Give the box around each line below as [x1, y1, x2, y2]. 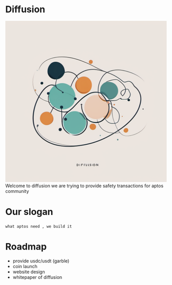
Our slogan [5, 206, 53, 218]
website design [12, 269, 45, 275]
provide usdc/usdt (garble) [12, 257, 70, 264]
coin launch [12, 263, 37, 269]
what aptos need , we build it [5, 224, 72, 229]
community [5, 188, 29, 194]
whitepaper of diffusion [12, 274, 62, 280]
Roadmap [5, 241, 47, 253]
